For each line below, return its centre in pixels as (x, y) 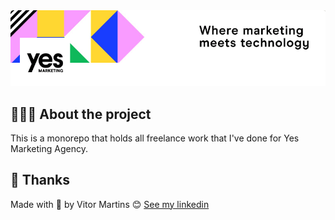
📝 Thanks (40, 180)
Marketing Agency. (49, 148)
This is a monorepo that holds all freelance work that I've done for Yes (155, 138)
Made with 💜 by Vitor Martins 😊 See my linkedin (110, 204)
